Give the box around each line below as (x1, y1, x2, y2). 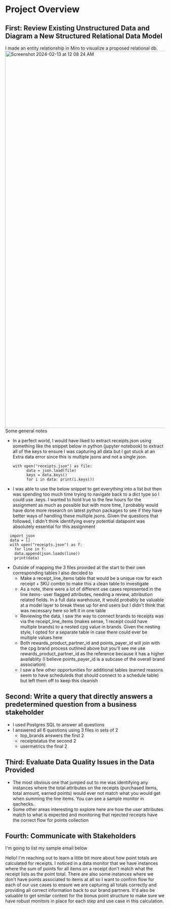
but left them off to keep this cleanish (20, 678, 98, 683)
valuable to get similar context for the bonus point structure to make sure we (5, 893, 164, 899)
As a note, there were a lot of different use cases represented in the (20, 586, 161, 592)
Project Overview (5, 4, 80, 15)
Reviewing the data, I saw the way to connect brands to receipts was (20, 613, 164, 619)
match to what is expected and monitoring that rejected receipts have (12, 812, 158, 818)
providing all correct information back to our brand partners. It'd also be (5, 887, 155, 893)
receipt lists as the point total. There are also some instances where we (5, 871, 154, 877)
